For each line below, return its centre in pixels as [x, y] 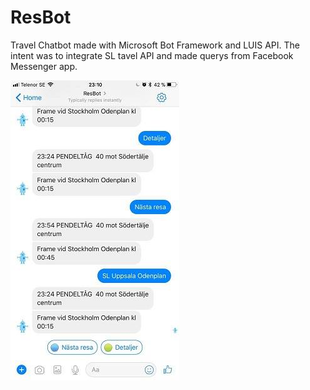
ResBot [41, 17]
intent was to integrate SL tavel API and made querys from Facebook [152, 55]
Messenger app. [44, 66]
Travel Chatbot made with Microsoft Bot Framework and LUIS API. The [155, 45]
